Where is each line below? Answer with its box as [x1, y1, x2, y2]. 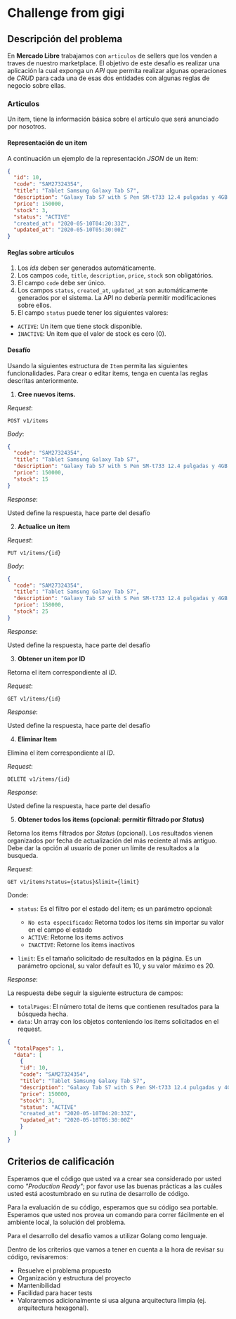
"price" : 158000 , [13, 602, 65, 609]
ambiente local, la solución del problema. [7, 1218, 126, 1226]
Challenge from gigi [7, 5, 125, 21]
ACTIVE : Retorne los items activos [27, 933, 124, 941]
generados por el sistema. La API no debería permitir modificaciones [17, 294, 216, 302]
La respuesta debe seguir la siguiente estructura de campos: [7, 989, 183, 997]
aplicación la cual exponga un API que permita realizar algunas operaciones [7, 67, 227, 74]
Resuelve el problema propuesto [17, 1266, 112, 1275]
